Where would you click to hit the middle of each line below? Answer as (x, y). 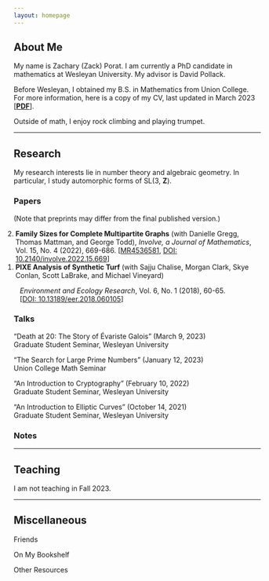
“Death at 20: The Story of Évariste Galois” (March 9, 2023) (110, 336)
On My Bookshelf (42, 554)
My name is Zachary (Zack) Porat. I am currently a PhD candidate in (123, 66)
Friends (26, 539)
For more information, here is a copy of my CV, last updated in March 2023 (134, 98)
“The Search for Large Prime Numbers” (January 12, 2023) (109, 360)
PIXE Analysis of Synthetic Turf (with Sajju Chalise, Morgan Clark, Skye (132, 267)
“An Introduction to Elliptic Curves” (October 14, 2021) (100, 407)
